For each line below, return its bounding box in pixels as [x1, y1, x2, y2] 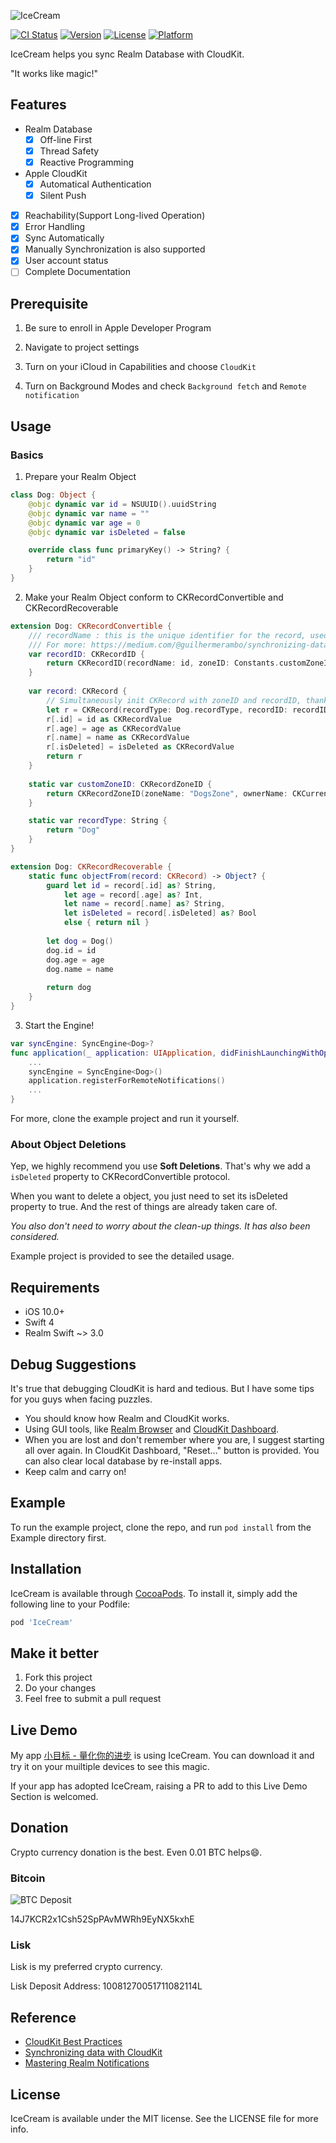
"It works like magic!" [10, 68, 98, 79]
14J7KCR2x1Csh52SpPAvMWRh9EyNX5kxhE [10, 1913, 195, 1925]
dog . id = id [46, 945, 97, 955]
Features [10, 96, 67, 114]
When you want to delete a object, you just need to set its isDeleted [10, 1190, 288, 1202]
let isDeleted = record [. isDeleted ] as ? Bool [63, 908, 257, 919]
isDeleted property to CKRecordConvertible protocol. [10, 1171, 231, 1183]
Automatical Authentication [39, 178, 152, 190]
